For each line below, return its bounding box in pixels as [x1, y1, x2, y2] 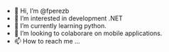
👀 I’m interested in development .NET [13, 14, 123, 22]
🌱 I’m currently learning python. [13, 22, 107, 30]
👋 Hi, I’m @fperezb [13, 7, 70, 15]
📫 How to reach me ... [13, 37, 80, 45]
